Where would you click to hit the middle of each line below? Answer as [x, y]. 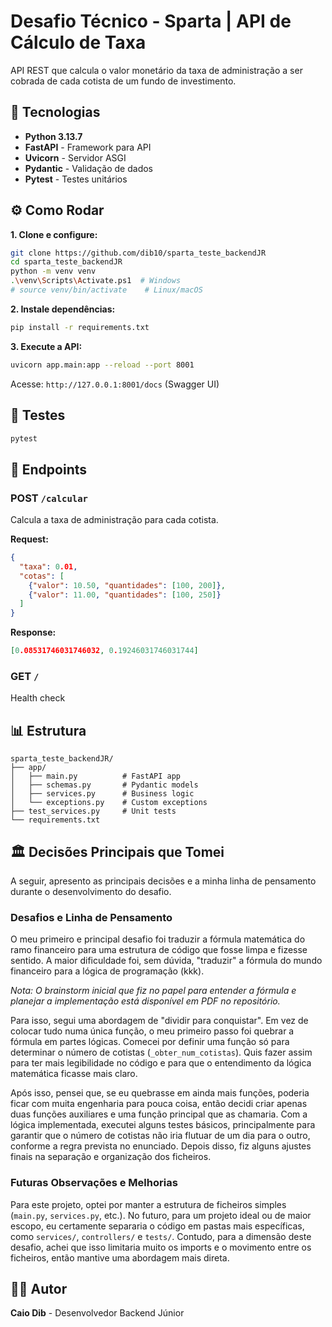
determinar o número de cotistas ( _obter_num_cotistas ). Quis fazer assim [161, 1052]
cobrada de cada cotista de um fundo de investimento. [123, 81]
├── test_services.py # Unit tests [93, 811]
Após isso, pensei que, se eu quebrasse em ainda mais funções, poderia [160, 1093]
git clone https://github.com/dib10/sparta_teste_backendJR [138, 253]
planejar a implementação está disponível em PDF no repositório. [145, 1001]
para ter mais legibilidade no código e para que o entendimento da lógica [161, 1063]
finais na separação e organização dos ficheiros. [111, 1157]
